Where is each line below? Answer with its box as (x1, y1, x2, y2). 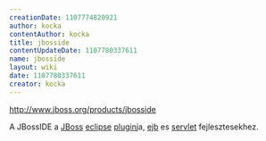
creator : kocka (9, 79, 66, 88)
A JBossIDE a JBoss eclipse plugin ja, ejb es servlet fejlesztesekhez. (9, 121, 259, 132)
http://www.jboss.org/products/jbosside (9, 104, 156, 114)
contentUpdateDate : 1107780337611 (9, 46, 138, 55)
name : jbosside (9, 54, 66, 63)
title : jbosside (9, 37, 70, 47)
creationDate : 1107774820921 (9, 12, 118, 22)
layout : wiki (9, 63, 58, 72)
